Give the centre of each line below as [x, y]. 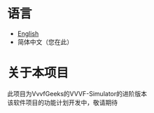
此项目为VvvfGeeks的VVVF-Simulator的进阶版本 [77, 93]
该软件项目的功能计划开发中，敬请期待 [62, 102]
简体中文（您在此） [45, 41]
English [28, 33]
